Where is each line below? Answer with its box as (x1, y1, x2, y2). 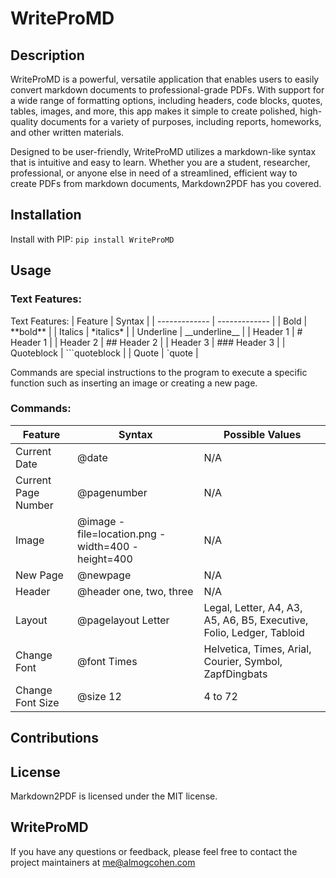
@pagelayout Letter (77, 613, 170, 627)
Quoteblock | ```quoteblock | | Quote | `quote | (10, 347, 199, 359)
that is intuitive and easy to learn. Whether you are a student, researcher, (10, 157, 311, 168)
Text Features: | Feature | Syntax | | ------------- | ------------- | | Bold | (10, 315, 308, 327)
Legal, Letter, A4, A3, (203, 600, 303, 614)
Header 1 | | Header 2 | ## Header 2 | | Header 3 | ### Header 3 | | (10, 336, 286, 348)
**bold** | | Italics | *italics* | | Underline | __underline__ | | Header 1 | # (10, 325, 303, 337)
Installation (10, 207, 82, 224)
